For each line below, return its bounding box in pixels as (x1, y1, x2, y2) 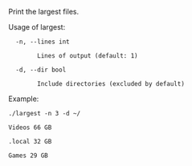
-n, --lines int (15, 38, 70, 46)
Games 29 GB (8, 152, 48, 160)
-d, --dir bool (15, 66, 67, 74)
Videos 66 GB (8, 123, 52, 132)
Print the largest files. (8, 7, 79, 16)
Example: (8, 94, 39, 103)
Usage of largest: (8, 22, 66, 31)
